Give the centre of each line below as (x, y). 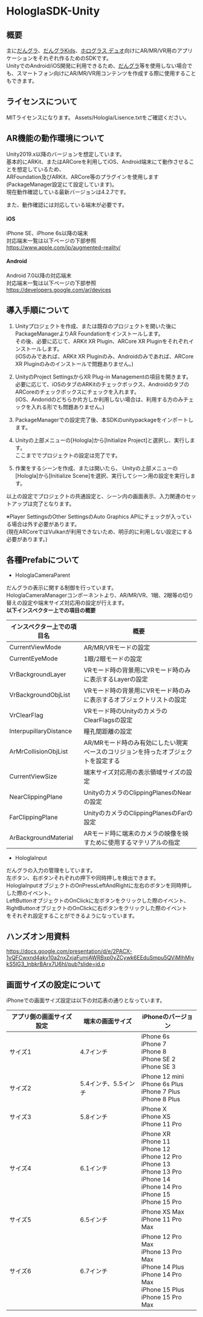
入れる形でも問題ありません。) (68, 407)
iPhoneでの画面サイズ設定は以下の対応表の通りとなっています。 (86, 1000)
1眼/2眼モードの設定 (113, 658)
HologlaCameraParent (43, 575)
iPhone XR (156, 1134)
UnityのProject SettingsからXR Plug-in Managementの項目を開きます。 (103, 377)
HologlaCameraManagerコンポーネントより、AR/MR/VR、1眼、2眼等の (95, 595)
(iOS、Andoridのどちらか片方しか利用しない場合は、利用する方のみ (99, 399)
